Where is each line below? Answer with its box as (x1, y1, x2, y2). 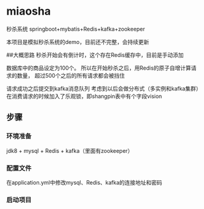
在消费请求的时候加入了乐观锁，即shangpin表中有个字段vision (6, 92, 162, 100)
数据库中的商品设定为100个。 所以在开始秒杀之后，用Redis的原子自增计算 (6, 64, 191, 71)
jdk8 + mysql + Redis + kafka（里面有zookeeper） (6, 147, 133, 154)
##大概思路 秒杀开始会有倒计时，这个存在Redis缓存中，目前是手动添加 (6, 51, 184, 59)
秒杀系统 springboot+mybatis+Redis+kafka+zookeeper (6, 25, 145, 32)
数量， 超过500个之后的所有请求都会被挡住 (16, 71, 125, 79)
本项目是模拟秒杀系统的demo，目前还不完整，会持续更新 (6, 38, 150, 45)
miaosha (6, 4, 51, 18)
